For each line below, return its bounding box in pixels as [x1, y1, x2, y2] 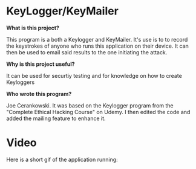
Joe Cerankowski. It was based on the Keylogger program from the [6, 101, 174, 109]
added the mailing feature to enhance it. [6, 115, 106, 122]
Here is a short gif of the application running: [6, 156, 118, 163]
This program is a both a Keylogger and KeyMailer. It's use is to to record [6, 36, 188, 43]
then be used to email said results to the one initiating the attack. [6, 48, 168, 56]
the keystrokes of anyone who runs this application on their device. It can [6, 42, 189, 49]
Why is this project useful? [6, 60, 75, 68]
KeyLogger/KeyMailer [6, 4, 119, 18]
